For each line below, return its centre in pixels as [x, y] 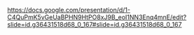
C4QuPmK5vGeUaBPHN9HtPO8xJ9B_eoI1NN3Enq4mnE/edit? [97, 17]
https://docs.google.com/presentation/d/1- [69, 10]
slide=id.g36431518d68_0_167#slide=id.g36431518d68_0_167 [95, 24]
